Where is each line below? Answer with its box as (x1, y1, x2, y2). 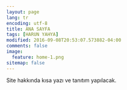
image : (6, 49, 23, 55)
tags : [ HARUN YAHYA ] (6, 32, 59, 38)
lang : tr (6, 15, 29, 21)
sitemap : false (6, 60, 45, 66)
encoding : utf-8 (6, 20, 48, 26)
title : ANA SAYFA (6, 26, 51, 32)
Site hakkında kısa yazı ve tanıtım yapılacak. (6, 77, 117, 84)
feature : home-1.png (12, 54, 64, 60)
